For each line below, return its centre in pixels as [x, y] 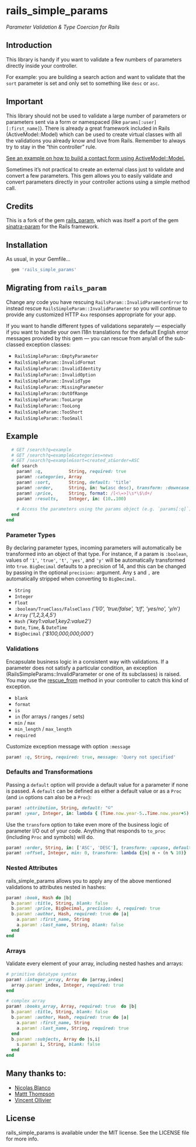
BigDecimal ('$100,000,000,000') [54, 634]
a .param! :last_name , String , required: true [73, 1028]
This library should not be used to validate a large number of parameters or [96, 116]
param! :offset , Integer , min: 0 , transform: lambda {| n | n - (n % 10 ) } [96, 853]
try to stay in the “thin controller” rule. [51, 147]
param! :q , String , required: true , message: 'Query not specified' [91, 757]
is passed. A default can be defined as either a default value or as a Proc [94, 791]
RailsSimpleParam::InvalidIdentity [58, 369]
